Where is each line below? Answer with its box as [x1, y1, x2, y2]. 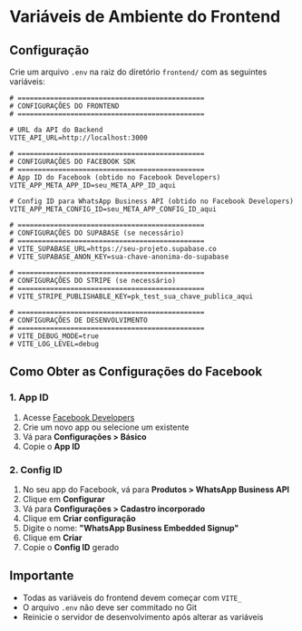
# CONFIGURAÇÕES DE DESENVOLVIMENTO [9, 315, 148, 325]
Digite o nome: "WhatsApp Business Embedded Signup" [22, 522, 239, 533]
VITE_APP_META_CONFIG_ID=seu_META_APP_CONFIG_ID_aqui [9, 205, 218, 214]
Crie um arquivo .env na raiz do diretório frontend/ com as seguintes [9, 66, 268, 77]
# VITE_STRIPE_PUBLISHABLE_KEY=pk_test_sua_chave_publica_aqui [9, 292, 254, 301]
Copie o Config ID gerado [22, 541, 120, 552]
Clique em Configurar [22, 493, 106, 504]
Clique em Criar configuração [22, 512, 136, 523]
